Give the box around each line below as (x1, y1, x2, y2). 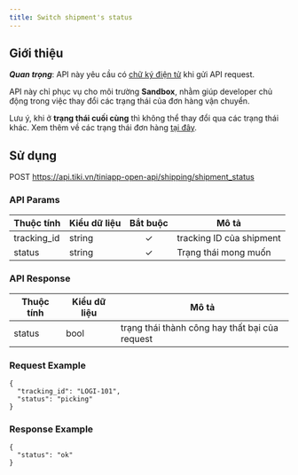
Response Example (9, 423, 94, 435)
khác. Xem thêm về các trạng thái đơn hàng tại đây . (9, 122, 198, 133)
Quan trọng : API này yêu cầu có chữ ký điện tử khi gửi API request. (9, 69, 255, 80)
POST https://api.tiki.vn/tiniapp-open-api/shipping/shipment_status (9, 172, 255, 183)
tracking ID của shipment (176, 231, 281, 244)
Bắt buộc (129, 216, 169, 229)
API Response (9, 272, 71, 284)
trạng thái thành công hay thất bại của (120, 321, 279, 333)
